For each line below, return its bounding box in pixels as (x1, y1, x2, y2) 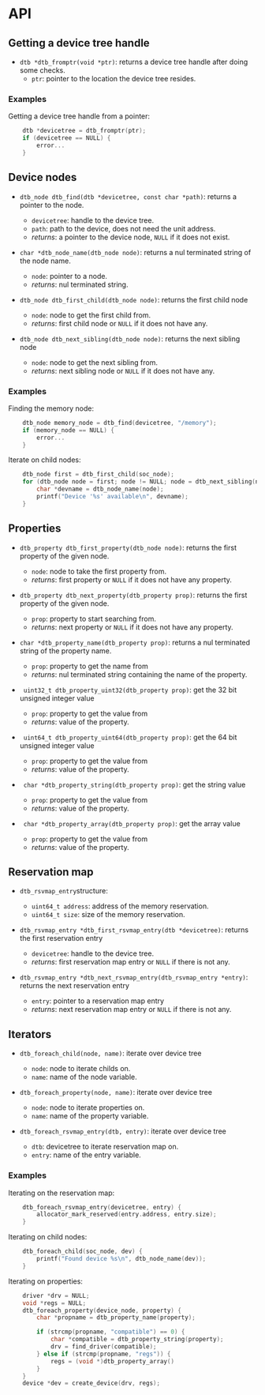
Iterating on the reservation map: (8, 1188, 115, 1198)
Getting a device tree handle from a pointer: (8, 111, 151, 121)
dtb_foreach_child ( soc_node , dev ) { (22, 1247, 144, 1256)
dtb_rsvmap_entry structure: (19, 886, 108, 896)
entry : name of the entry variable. (31, 1150, 142, 1160)
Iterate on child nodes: (8, 455, 81, 464)
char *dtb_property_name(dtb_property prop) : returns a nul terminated (19, 637, 251, 647)
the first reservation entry (19, 934, 103, 943)
